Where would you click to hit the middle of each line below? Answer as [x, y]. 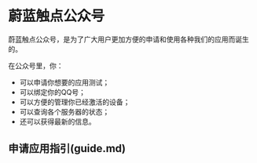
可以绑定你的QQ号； [53, 92]
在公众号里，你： [36, 65]
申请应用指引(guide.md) [67, 149]
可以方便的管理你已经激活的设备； [75, 102]
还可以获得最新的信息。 [57, 121]
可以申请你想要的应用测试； [64, 82]
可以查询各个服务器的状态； [64, 111]
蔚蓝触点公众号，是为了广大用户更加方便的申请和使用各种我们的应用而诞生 [128, 39]
